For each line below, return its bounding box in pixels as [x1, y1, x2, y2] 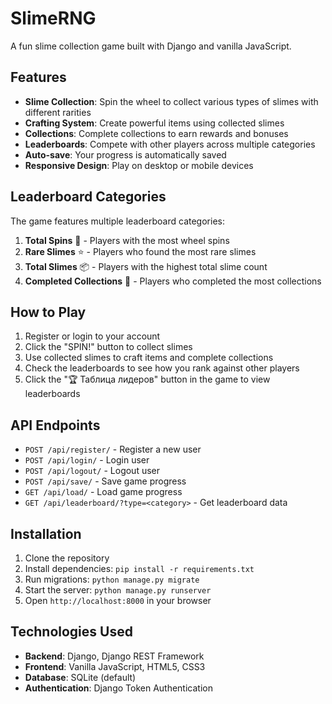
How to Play [10, 303, 87, 321]
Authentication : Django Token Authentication [24, 682, 213, 694]
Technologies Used [10, 623, 133, 641]
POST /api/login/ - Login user [24, 454, 150, 466]
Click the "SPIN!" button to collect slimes [24, 341, 193, 353]
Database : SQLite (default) [24, 671, 137, 683]
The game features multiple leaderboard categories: [10, 215, 225, 227]
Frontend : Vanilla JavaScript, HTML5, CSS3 [24, 660, 206, 672]
